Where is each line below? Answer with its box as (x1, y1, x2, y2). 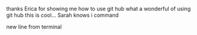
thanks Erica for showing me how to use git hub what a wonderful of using (6, 5, 191, 12)
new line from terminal (6, 24, 62, 30)
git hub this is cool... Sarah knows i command (6, 11, 119, 19)
